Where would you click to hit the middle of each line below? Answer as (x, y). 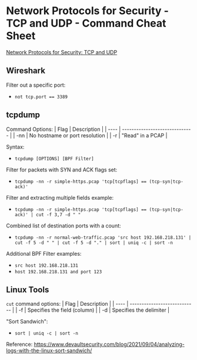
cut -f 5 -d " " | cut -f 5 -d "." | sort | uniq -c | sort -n (94, 243)
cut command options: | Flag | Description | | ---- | (67, 304)
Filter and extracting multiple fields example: (60, 197)
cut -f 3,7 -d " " (59, 214)
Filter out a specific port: (36, 85)
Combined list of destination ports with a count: (64, 226)
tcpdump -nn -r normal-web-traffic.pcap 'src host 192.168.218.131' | (103, 237)
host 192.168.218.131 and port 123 (58, 272)
